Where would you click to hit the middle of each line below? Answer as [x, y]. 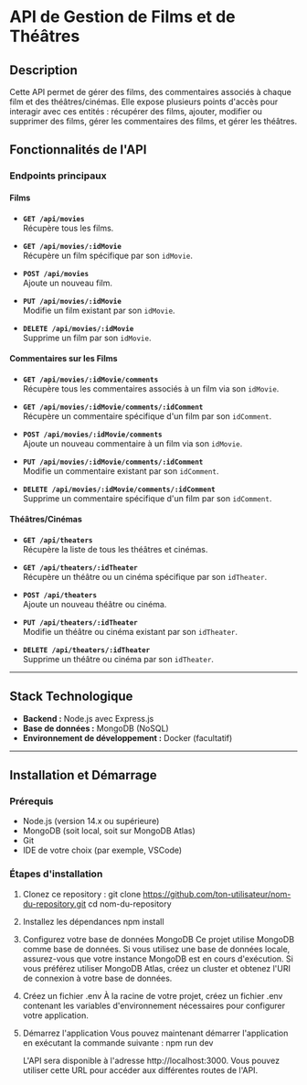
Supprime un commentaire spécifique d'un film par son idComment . [147, 498]
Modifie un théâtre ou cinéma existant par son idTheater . [130, 631]
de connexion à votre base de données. [97, 978]
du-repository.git [54, 904]
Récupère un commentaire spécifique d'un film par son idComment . [147, 416]
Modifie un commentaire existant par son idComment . [121, 471]
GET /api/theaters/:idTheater [80, 568]
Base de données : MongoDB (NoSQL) [95, 728]
